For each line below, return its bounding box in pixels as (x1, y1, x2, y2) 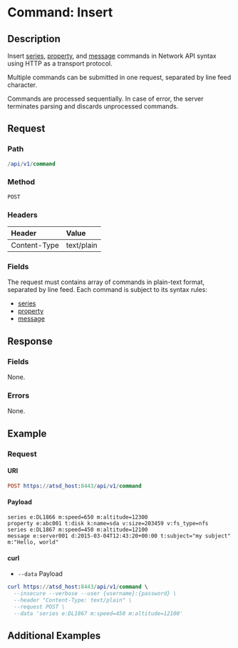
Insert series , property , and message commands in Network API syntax (7, 51, 217, 60)
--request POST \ (14, 603, 66, 610)
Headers (7, 210, 38, 220)
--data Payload (17, 569, 63, 578)
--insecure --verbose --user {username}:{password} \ (14, 590, 177, 597)
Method (7, 177, 36, 187)
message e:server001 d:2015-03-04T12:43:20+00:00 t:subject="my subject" (7, 532, 232, 540)
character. (7, 81, 38, 89)
